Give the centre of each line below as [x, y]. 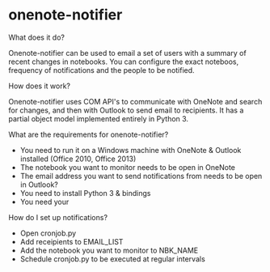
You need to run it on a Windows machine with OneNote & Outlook [131, 150]
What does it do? [36, 37]
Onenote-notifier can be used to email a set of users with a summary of [127, 53]
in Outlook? [39, 185]
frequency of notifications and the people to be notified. [102, 70]
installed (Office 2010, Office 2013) [78, 159]
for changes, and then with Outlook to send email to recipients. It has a [126, 110]
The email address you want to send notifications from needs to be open [141, 176]
